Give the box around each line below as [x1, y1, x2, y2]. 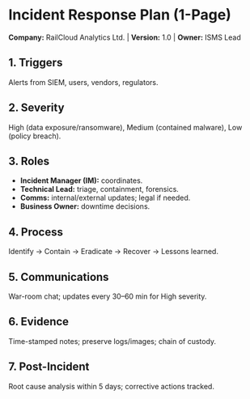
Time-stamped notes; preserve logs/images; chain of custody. [8, 336, 217, 346]
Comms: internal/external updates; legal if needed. [19, 193, 191, 203]
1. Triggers [8, 56, 63, 70]
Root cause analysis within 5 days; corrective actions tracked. [8, 381, 214, 391]
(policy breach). [8, 131, 61, 141]
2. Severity [8, 101, 65, 115]
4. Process [8, 225, 63, 239]
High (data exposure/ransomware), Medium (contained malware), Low [8, 122, 243, 132]
